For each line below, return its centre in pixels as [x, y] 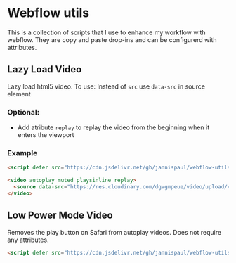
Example [22, 153]
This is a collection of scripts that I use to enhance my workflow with [106, 32]
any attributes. [28, 240]
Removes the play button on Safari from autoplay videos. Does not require [114, 232]
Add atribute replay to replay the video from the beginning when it [113, 127]
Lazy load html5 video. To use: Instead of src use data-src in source [106, 86]
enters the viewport [46, 135]
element [19, 94]
